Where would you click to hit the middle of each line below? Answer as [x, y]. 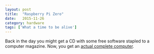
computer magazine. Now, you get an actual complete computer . [69, 46]
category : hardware [25, 23]
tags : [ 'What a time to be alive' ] [41, 27]
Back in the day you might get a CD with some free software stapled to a [77, 41]
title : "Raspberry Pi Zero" [34, 14]
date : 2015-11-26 [25, 18]
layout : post [18, 9]
